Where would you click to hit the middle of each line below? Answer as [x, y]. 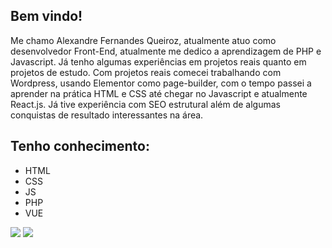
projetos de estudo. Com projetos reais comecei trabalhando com [146, 72]
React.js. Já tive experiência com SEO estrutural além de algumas [145, 104]
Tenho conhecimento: [80, 146]
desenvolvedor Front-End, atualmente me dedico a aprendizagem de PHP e [166, 51]
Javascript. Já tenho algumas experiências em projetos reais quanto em [158, 61]
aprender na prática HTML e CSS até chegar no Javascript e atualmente [159, 93]
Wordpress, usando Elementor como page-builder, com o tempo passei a [161, 83]
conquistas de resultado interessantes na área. [107, 115]
